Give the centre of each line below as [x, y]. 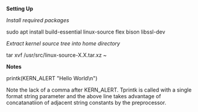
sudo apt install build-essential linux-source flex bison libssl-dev [86, 32]
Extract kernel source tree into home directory [63, 43]
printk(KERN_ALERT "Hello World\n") [52, 78]
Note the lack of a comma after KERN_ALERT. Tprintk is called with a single [99, 90]
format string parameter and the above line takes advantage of [84, 96]
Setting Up [20, 9]
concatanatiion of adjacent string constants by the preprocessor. [86, 102]
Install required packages [38, 20]
